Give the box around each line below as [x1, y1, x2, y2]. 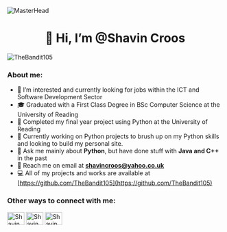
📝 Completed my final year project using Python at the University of [16, 118, 208, 126]
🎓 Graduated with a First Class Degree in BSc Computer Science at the [16, 101, 221, 109]
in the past [16, 154, 47, 162]
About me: [7, 70, 43, 79]
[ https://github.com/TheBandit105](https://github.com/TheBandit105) [16, 179, 213, 188]
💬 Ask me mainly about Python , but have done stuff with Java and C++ [16, 147, 219, 155]
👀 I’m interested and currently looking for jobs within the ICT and [16, 86, 200, 94]
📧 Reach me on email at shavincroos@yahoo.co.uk [16, 162, 165, 170]
